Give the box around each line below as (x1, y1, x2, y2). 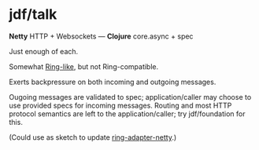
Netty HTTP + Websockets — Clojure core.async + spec (9, 31, 194, 41)
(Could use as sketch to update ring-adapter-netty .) (9, 132, 177, 142)
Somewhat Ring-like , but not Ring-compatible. (9, 61, 159, 71)
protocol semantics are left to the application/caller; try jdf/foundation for (9, 108, 246, 119)
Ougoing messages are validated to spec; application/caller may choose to (9, 92, 252, 101)
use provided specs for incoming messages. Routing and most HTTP (9, 101, 232, 110)
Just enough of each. (9, 46, 79, 56)
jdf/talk (9, 5, 57, 24)
